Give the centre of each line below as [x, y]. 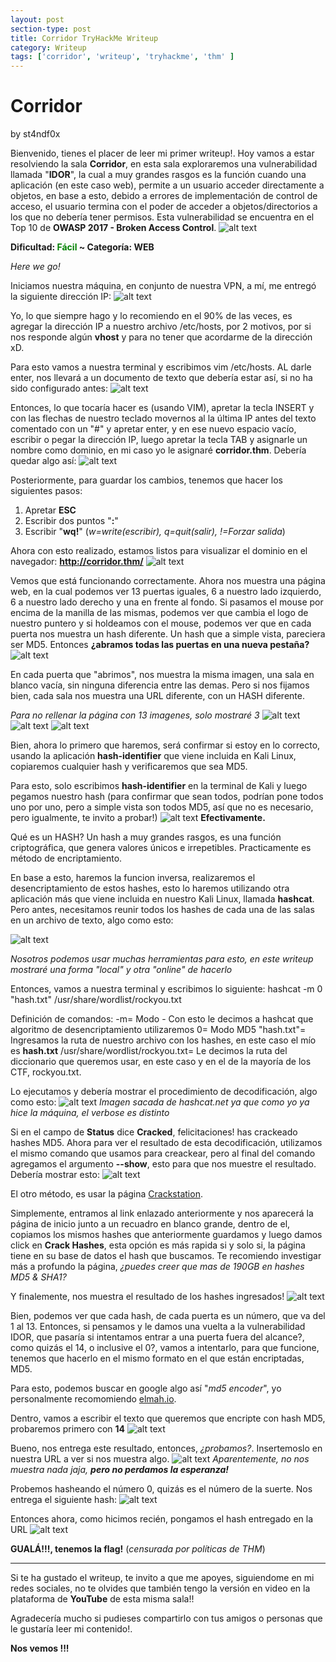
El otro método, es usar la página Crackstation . [106, 1194]
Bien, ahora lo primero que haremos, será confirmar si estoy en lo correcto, [165, 745]
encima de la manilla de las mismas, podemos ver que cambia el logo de [159, 613]
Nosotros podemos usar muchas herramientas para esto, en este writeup [162, 959]
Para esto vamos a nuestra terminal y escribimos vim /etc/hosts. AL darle [161, 367]
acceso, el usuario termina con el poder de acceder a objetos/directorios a [164, 207]
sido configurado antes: [59, 388]
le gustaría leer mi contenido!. [71, 1629]
